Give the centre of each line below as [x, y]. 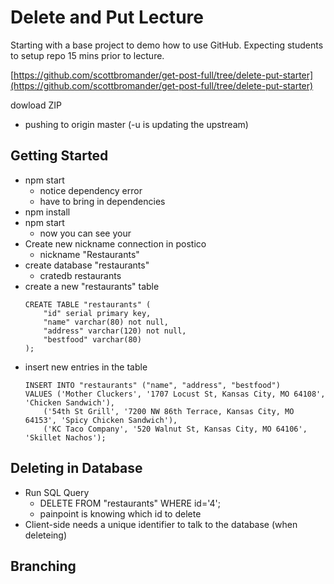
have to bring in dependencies [102, 201]
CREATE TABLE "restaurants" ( [88, 304]
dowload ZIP [36, 105]
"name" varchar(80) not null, [106, 322]
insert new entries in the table [86, 367]
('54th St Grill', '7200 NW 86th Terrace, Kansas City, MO [169, 411]
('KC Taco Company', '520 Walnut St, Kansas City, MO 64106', [175, 429]
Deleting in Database [76, 468]
